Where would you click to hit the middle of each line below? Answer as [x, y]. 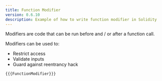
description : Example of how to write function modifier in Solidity [81, 19]
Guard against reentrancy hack [45, 65]
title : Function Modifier [33, 10]
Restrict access [29, 53]
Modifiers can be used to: [33, 44]
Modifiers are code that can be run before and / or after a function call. [80, 34]
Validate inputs [28, 59]
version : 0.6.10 [23, 15]
